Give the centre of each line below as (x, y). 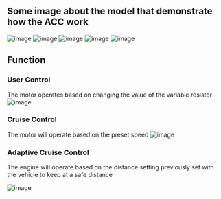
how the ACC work (48, 22)
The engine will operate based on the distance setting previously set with (110, 167)
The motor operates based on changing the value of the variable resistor (110, 95)
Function (26, 60)
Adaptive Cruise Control (48, 152)
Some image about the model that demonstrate (110, 11)
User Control (29, 80)
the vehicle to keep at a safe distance (60, 175)
